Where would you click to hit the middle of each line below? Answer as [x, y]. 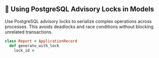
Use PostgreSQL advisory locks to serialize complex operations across [78, 21]
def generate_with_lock [34, 45]
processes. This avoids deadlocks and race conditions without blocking [79, 26]
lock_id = [24, 50]
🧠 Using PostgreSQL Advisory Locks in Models [79, 9]
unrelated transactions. [29, 32]
